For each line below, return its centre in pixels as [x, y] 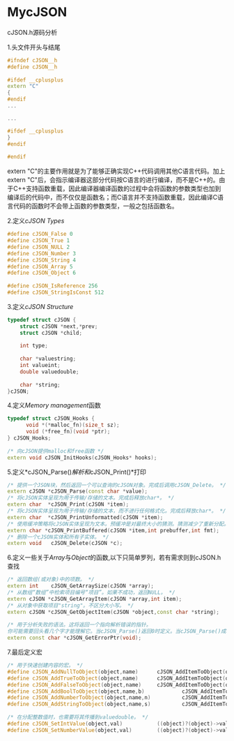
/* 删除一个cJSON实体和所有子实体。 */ [58, 537]
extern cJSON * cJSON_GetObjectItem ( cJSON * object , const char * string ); [113, 612]
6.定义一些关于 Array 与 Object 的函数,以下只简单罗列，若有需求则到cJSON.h [114, 557]
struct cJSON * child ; [51, 333]
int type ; [34, 346]
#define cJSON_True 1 [39, 241]
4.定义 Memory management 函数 [54, 405]
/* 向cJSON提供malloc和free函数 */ [56, 451]
